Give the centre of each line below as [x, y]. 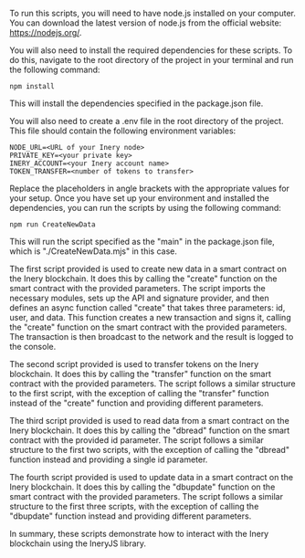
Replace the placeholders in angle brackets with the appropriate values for [150, 188]
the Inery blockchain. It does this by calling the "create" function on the [143, 279]
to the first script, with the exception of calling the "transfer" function [139, 393]
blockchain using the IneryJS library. [78, 543]
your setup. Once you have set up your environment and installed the [139, 198]
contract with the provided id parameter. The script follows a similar [137, 440]
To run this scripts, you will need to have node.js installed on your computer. [153, 13]
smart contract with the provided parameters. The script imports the [138, 288]
